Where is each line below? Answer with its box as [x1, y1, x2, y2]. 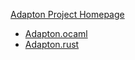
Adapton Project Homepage [10, 9, 125, 20]
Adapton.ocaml [24, 28, 88, 39]
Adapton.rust [24, 39, 80, 50]
